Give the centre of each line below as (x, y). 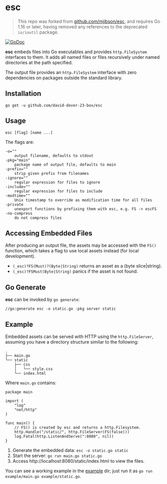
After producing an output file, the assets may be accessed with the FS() (81, 245)
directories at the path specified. (39, 62)
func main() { (20, 423)
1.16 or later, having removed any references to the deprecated (82, 26)
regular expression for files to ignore (57, 182)
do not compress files (38, 218)
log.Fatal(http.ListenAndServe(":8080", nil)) (64, 436)
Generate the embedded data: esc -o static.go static (70, 450)
